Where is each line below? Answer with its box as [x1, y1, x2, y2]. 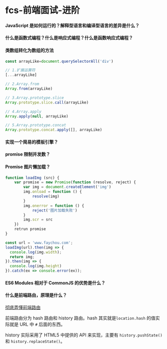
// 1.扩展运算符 [5, 68, 36, 73]
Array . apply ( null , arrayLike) [5, 113, 69, 119]
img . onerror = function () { [23, 203, 85, 208]
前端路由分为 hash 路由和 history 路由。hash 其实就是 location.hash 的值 [5, 315, 156, 321]
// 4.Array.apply [5, 109, 42, 114]
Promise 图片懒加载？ [5, 164, 51, 170]
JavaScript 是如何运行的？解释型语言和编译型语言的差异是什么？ [5, 22, 140, 28]
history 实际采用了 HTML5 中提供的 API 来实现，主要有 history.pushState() [5, 332, 162, 338]
